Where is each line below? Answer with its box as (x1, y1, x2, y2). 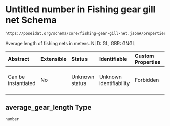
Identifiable (99, 55, 127, 62)
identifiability (99, 79, 130, 87)
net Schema (5, 14, 57, 26)
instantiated (8, 79, 36, 87)
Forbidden (135, 76, 159, 83)
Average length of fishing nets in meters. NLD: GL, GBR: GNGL (5, 40, 135, 46)
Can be (8, 73, 25, 80)
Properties (135, 58, 161, 65)
